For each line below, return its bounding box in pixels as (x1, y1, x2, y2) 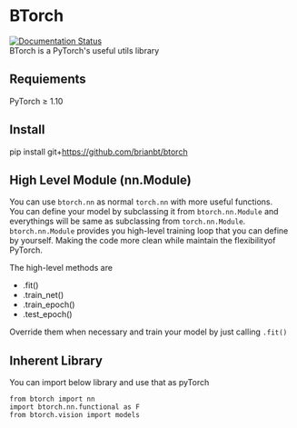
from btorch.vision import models (9, 411, 141, 420)
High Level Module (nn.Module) (9, 172, 193, 187)
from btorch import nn (9, 394, 95, 404)
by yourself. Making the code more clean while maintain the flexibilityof (9, 235, 276, 246)
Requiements (9, 72, 86, 87)
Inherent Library (9, 353, 103, 368)
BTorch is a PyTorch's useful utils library (9, 45, 160, 55)
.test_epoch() (22, 309, 73, 320)
